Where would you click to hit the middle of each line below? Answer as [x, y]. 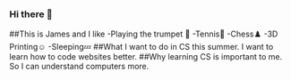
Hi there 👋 [31, 14]
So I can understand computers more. [79, 67]
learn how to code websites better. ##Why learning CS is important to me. [146, 57]
